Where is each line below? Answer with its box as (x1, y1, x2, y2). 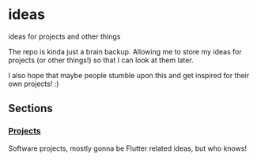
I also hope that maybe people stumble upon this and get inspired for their (8, 70, 250, 80)
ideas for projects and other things (8, 32, 121, 41)
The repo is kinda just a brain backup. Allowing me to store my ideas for (8, 47, 243, 56)
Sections (8, 102, 53, 115)
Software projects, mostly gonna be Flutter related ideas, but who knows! (8, 144, 248, 153)
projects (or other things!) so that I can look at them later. (8, 55, 194, 65)
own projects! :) (8, 79, 59, 88)
